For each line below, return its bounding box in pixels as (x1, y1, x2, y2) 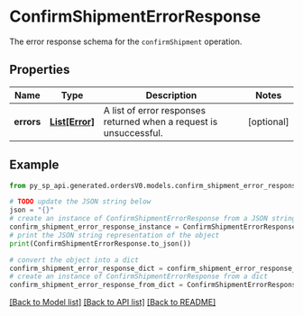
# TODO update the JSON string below (9, 197, 151, 206)
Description (145, 88, 197, 101)
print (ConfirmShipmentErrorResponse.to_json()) (9, 239, 192, 248)
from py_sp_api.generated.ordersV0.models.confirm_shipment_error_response (9, 181, 300, 190)
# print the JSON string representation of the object (9, 230, 220, 239)
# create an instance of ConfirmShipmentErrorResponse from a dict (9, 272, 269, 281)
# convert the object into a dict (9, 255, 140, 265)
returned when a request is (103, 115, 218, 128)
